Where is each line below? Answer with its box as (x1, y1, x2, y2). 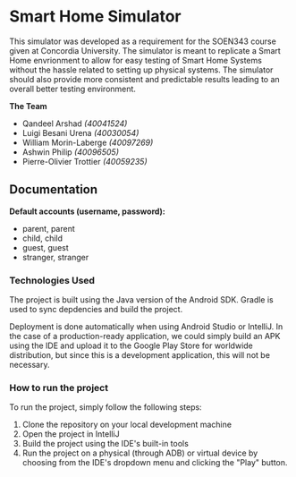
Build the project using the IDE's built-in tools (21, 439, 190, 449)
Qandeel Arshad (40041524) (21, 118, 128, 129)
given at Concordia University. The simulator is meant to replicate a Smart (9, 45, 282, 55)
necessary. (9, 360, 51, 371)
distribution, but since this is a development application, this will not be (9, 350, 271, 361)
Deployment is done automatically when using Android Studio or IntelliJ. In (9, 321, 283, 332)
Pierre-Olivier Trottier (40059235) (21, 156, 148, 166)
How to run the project (9, 381, 109, 394)
